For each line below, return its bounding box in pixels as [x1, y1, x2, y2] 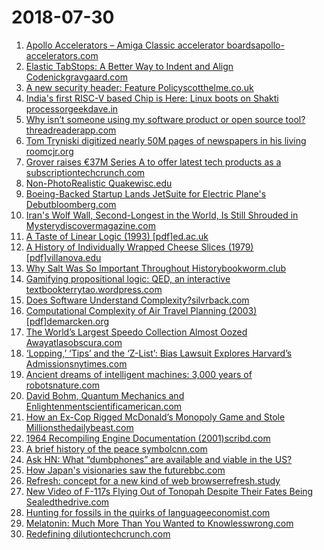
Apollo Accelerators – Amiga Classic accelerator [25, 39, 225, 51]
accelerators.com [25, 49, 99, 61]
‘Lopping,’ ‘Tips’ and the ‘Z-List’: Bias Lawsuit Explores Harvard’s [25, 347, 293, 359]
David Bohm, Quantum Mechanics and [25, 389, 185, 401]
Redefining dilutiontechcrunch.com [25, 527, 171, 540]
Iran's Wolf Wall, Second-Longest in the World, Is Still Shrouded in [25, 209, 299, 221]
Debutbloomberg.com [25, 198, 117, 210]
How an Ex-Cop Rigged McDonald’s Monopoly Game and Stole [25, 411, 286, 423]
